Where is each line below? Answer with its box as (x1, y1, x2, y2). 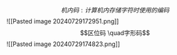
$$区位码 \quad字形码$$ (79, 29, 151, 36)
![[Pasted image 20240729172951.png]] (6, 17, 119, 25)
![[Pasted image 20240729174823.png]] (6, 40, 121, 48)
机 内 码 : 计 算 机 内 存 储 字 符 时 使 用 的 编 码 (61, 6, 169, 14)
